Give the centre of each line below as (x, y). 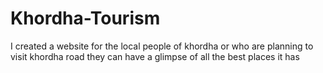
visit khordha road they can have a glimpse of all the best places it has (155, 56)
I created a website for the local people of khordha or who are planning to (162, 46)
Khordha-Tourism (85, 18)
